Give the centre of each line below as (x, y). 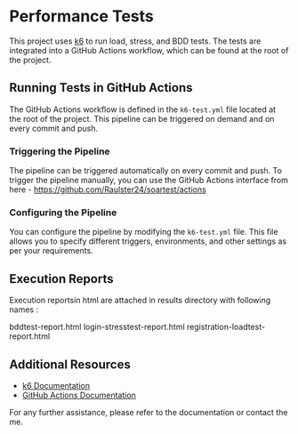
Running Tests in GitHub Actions (101, 88)
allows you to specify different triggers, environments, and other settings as (148, 241)
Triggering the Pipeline (60, 151)
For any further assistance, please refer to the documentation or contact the (149, 412)
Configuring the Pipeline (63, 213)
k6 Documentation (56, 385)
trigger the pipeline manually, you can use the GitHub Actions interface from (149, 181)
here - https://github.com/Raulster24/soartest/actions (108, 189)
